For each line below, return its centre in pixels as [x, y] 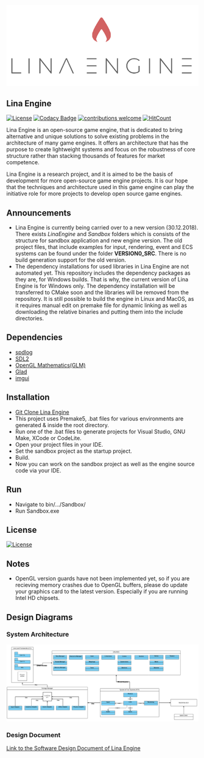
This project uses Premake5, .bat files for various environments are [99, 418]
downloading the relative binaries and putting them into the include [99, 312]
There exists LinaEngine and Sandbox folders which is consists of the [103, 234]
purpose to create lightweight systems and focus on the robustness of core [101, 150]
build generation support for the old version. [71, 260]
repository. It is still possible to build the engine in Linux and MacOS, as [104, 299]
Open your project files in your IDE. [59, 444]
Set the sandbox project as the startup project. [73, 451]
